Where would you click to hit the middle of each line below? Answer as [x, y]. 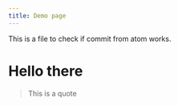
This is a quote [53, 93]
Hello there [46, 71]
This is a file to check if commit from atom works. [90, 39]
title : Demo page [37, 16]
